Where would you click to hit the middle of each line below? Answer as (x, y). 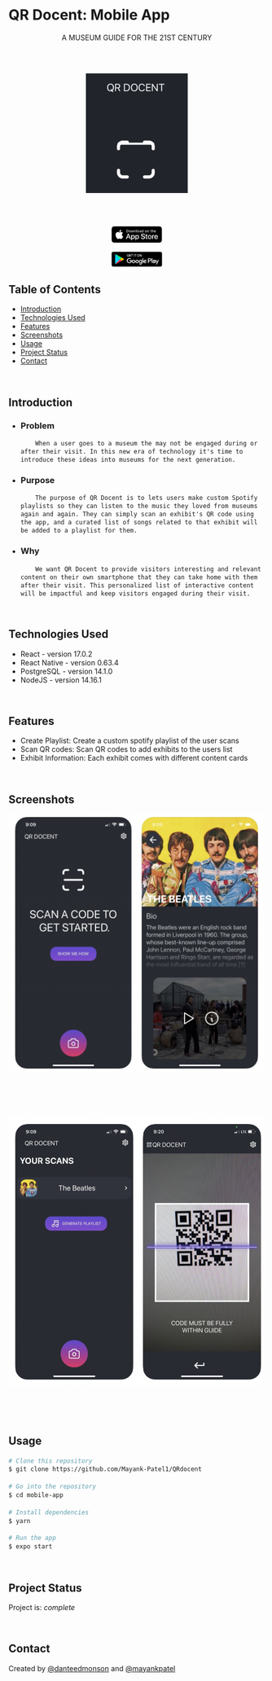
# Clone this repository (50, 1461)
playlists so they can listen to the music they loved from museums (139, 507)
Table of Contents (55, 290)
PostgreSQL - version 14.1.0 (66, 671)
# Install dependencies (49, 1512)
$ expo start (31, 1547)
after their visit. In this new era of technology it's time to (132, 452)
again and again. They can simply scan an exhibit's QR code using (137, 515)
